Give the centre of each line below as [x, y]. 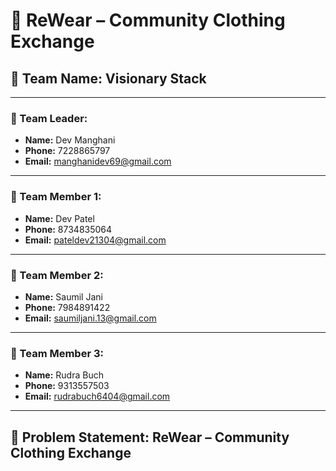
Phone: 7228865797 [67, 151]
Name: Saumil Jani [63, 296]
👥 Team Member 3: [57, 353]
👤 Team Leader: [49, 118]
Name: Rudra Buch [64, 375]
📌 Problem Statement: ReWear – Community [150, 437]
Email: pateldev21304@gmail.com [95, 240]
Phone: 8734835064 [68, 229]
